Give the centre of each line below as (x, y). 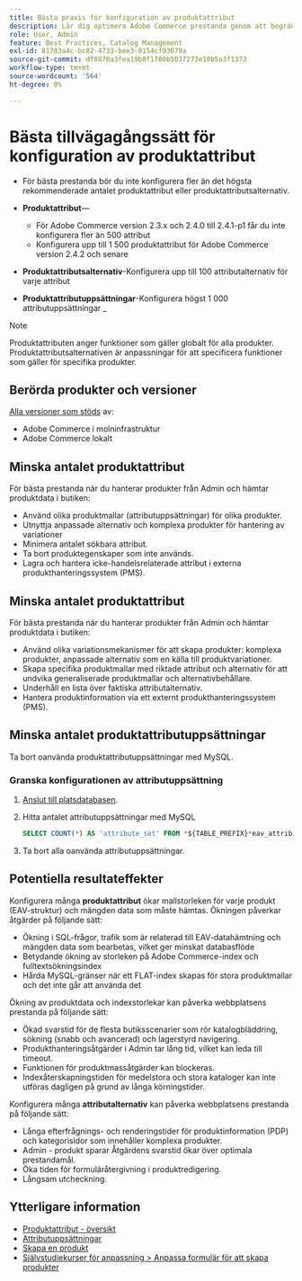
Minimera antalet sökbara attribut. (85, 544)
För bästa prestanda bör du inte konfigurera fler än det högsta (137, 181)
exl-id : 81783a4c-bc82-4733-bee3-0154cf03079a (98, 51)
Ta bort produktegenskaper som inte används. (108, 554)
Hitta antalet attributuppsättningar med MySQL (109, 817)
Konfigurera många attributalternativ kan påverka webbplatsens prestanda (149, 1104)
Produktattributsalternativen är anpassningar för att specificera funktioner (146, 352)
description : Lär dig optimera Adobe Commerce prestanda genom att (138, 26)
